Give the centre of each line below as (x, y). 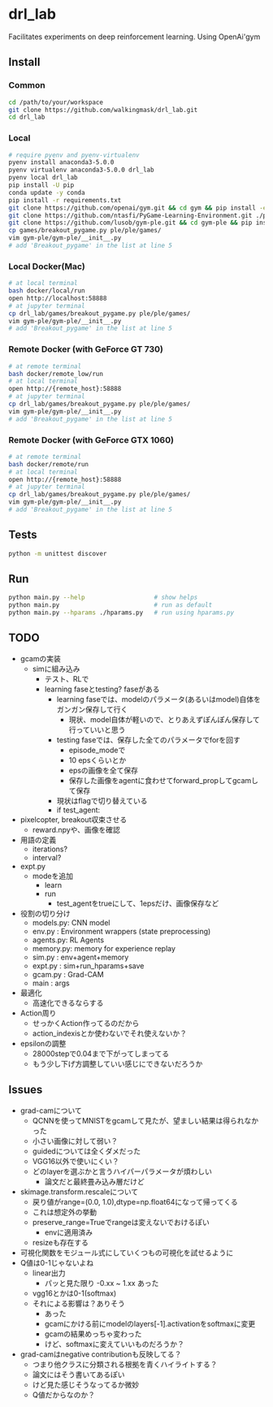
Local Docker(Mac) (47, 266)
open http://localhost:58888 (58, 298)
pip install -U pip (41, 185)
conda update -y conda (47, 193)
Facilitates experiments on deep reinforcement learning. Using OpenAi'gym (134, 37)
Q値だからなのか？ (64, 1395)
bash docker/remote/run (49, 464)
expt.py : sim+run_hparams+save (88, 965)
